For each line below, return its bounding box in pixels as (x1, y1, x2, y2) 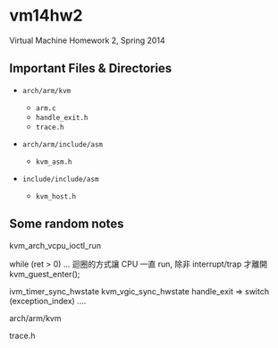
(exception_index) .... (9, 295, 87, 306)
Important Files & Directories (9, 61, 173, 76)
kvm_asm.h (35, 157, 73, 166)
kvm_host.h (35, 191, 77, 201)
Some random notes (9, 216, 124, 232)
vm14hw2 (9, 5, 83, 26)
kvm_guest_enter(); (9, 268, 80, 279)
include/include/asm (21, 174, 99, 183)
